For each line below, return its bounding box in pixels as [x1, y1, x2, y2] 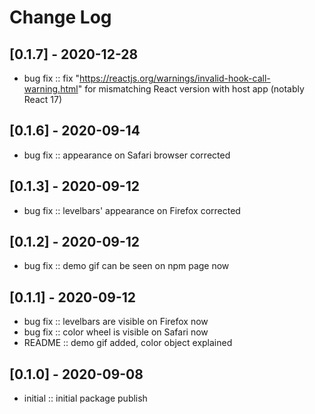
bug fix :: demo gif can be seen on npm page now [23, 260, 230, 272]
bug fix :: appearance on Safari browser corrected [23, 149, 231, 161]
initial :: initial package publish [23, 392, 148, 405]
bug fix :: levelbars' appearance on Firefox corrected [23, 204, 241, 216]
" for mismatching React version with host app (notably [77, 83, 305, 95]
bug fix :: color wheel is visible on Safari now [23, 326, 209, 338]
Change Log [9, 6, 112, 29]
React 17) [23, 94, 63, 105]
